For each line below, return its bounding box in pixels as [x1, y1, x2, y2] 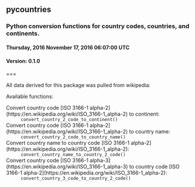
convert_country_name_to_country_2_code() [20, 152, 126, 158]
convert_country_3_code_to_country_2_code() [20, 175, 131, 182]
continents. [6, 29, 40, 37]
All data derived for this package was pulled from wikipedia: [6, 82, 151, 89]
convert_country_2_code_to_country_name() [20, 134, 126, 140]
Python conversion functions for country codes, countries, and [6, 22, 190, 30]
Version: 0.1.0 [6, 57, 40, 64]
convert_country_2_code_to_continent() [20, 117, 118, 123]
